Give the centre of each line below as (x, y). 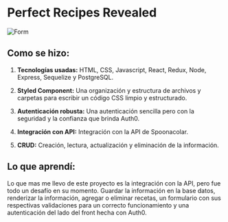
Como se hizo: (38, 53)
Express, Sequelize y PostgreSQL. (65, 77)
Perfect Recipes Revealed (82, 13)
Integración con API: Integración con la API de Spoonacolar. (103, 131)
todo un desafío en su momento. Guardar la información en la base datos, (111, 190)
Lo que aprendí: (41, 167)
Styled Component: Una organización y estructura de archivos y (109, 90)
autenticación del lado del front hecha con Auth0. (77, 212)
